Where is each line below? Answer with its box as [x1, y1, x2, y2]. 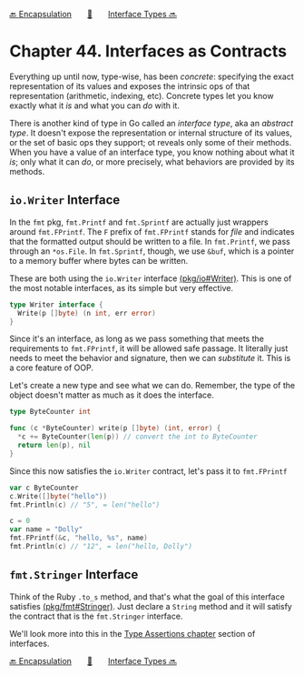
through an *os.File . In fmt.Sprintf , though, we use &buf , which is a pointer [9, 246, 295, 257]
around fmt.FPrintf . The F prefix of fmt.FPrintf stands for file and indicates [9, 226, 295, 237]
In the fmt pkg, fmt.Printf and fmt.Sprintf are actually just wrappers [9, 217, 270, 227]
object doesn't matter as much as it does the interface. [9, 389, 215, 400]
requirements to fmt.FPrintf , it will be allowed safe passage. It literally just [9, 343, 289, 354]
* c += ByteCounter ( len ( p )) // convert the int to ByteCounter [17, 432, 258, 441]
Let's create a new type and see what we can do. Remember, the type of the [9, 380, 296, 391]
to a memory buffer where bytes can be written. [9, 255, 189, 266]
